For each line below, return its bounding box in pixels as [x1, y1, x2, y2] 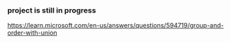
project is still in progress [7, 6, 96, 15]
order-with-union [7, 28, 58, 37]
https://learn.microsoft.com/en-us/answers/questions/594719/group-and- [7, 21, 225, 30]
